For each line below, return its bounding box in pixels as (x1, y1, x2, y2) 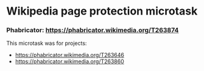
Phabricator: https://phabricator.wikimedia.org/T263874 (6, 26, 179, 35)
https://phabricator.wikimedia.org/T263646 (15, 52, 125, 59)
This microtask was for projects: (6, 39, 87, 47)
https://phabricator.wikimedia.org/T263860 (15, 58, 125, 65)
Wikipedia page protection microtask (6, 4, 198, 18)
